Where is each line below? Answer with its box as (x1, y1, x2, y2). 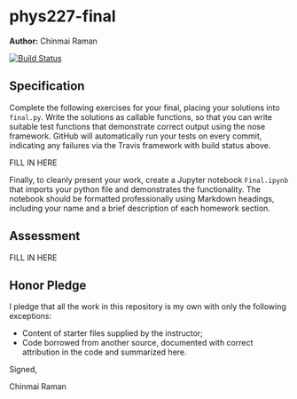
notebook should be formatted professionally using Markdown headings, (9, 193, 275, 203)
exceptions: (9, 311, 51, 322)
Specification (9, 78, 85, 94)
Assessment (9, 228, 81, 243)
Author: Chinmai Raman (9, 36, 98, 46)
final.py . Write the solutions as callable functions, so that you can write (9, 111, 273, 122)
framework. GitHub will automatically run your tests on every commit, (9, 131, 262, 141)
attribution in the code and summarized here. (21, 347, 188, 357)
